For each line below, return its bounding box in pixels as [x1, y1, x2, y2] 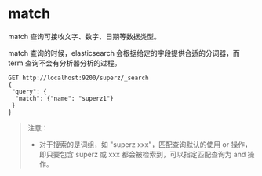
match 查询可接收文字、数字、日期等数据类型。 [8, 31, 161, 41]
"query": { [11, 87, 47, 95]
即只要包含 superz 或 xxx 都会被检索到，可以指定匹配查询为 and [38, 149, 246, 159]
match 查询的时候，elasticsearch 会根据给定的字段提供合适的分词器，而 [8, 48, 241, 57]
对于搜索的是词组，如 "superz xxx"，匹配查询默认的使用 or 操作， [38, 139, 253, 149]
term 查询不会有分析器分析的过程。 [8, 58, 122, 68]
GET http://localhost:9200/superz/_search [8, 74, 149, 82]
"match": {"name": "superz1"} [15, 94, 114, 102]
